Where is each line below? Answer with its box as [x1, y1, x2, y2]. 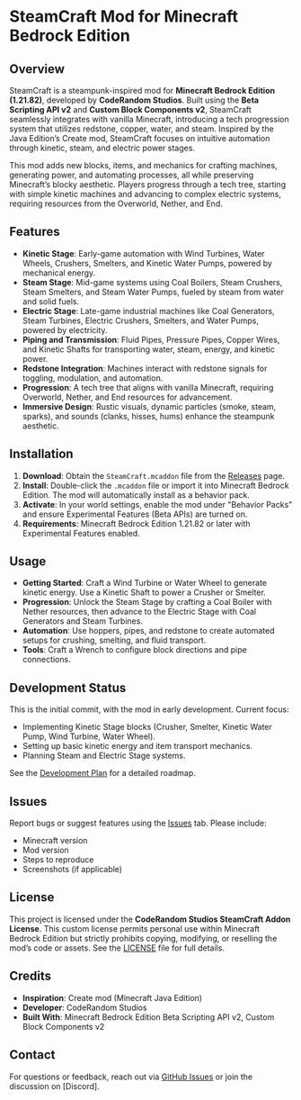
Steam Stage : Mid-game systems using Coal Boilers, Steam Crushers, [22, 276, 283, 287]
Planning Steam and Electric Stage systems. [22, 750, 186, 762]
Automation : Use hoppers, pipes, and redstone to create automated [22, 626, 276, 636]
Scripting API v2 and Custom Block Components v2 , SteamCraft [9, 104, 252, 114]
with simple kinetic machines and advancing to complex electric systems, [9, 189, 281, 199]
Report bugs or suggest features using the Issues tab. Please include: [9, 817, 267, 829]
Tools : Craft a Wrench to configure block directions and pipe [22, 645, 247, 655]
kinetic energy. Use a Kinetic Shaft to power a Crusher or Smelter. [22, 587, 267, 598]
